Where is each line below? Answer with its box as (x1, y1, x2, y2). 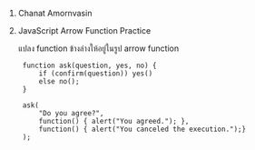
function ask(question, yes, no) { (22, 61, 157, 70)
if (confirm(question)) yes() (38, 69, 153, 78)
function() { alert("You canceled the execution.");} (38, 125, 247, 134)
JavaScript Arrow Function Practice (17, 25, 152, 35)
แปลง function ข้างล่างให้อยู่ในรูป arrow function (17, 43, 180, 54)
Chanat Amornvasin (17, 8, 93, 18)
